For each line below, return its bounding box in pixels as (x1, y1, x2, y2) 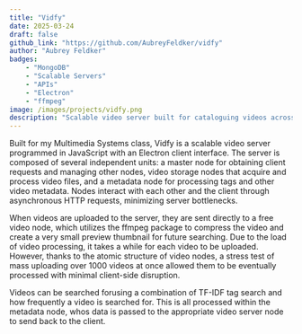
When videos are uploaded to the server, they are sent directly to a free (9, 213, 274, 224)
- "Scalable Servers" (25, 72, 106, 81)
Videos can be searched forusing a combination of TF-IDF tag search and (9, 287, 283, 298)
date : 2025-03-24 (9, 22, 75, 31)
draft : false (9, 30, 58, 39)
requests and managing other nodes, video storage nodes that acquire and (9, 167, 287, 178)
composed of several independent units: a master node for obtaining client (9, 157, 286, 168)
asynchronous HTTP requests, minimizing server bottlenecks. (9, 195, 238, 207)
